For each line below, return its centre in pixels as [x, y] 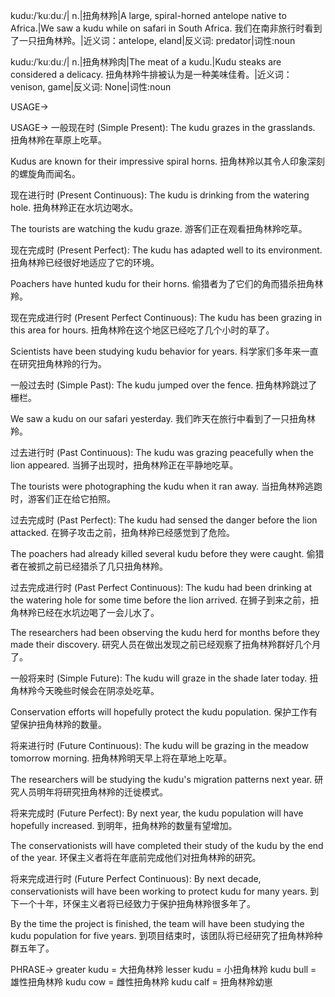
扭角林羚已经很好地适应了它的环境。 [85, 262]
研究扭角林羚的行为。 [62, 363]
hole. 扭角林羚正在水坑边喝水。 [74, 207]
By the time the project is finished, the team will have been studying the [157, 923]
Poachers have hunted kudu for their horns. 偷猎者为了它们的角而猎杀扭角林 [167, 283]
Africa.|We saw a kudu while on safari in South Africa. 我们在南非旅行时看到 [166, 28]
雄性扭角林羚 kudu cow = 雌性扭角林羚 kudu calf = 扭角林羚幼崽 [141, 982]
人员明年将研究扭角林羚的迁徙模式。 [93, 792]
